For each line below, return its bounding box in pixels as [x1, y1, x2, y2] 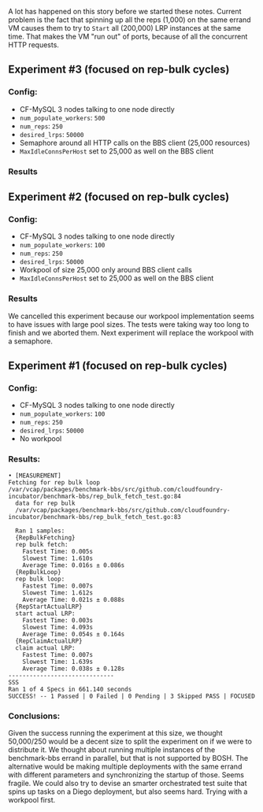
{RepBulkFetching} [15, 533, 76, 542]
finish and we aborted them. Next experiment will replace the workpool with [8, 328, 254, 337]
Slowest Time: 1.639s [22, 658, 93, 666]
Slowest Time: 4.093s [22, 623, 93, 631]
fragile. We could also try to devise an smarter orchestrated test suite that [8, 778, 247, 788]
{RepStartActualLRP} [15, 603, 83, 610]
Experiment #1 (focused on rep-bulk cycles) [8, 358, 228, 373]
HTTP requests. [8, 40, 59, 50]
